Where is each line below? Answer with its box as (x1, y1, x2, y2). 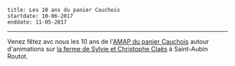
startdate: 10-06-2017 (7, 13, 73, 19)
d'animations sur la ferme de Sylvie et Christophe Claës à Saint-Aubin (7, 45, 208, 53)
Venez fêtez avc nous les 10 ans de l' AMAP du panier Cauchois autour (7, 38, 209, 45)
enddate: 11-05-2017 (7, 19, 68, 26)
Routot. (7, 52, 28, 60)
